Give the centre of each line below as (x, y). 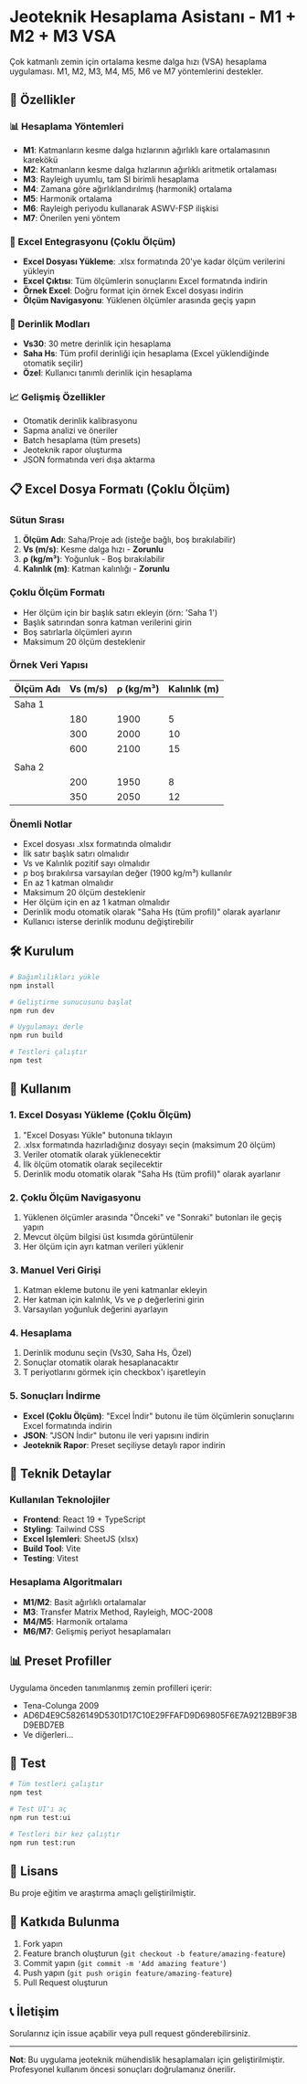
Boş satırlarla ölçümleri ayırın (77, 631)
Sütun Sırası (37, 520)
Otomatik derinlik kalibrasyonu (80, 420)
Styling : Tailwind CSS (64, 1529)
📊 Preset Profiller (61, 1661)
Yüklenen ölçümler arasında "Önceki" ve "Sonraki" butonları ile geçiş (152, 1217)
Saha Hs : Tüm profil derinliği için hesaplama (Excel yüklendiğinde (146, 354)
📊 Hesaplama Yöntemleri (67, 127)
